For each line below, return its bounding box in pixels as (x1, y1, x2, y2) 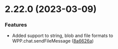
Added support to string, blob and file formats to (12, 32, 113, 38)
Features (5, 21, 27, 28)
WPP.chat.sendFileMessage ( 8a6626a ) (12, 38, 94, 44)
